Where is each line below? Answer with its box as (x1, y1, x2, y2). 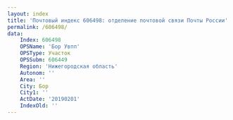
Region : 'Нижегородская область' (20, 63, 118, 70)
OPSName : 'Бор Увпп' (20, 43, 80, 50)
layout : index (7, 10, 49, 18)
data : (7, 30, 23, 37)
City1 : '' (20, 89, 49, 96)
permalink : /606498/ (7, 23, 68, 30)
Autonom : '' (20, 69, 55, 76)
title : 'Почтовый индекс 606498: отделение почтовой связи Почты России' (7, 17, 229, 24)
